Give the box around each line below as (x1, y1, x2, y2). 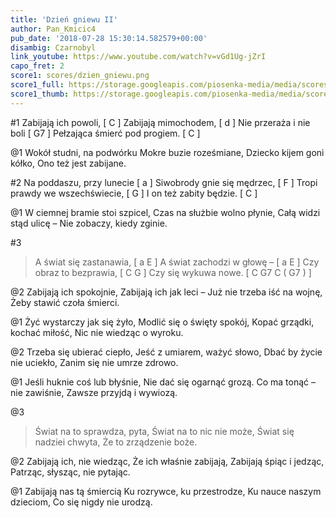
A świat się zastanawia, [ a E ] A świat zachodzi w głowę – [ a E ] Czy (34, 256, 320, 268)
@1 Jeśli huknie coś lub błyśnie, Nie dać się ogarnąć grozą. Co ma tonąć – (10, 376, 316, 388)
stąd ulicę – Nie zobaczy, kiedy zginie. (10, 217, 168, 229)
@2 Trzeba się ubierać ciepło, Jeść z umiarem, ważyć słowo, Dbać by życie (10, 346, 323, 358)
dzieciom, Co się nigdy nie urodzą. (10, 496, 153, 508)
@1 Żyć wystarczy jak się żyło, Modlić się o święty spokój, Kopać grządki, (10, 316, 315, 328)
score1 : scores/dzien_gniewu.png (10, 71, 150, 81)
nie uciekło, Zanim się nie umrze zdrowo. (10, 356, 179, 368)
